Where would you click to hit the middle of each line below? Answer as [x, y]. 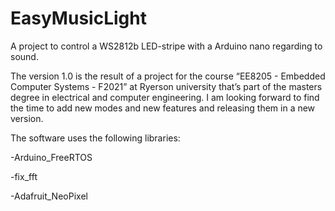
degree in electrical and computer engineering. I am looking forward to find [165, 97]
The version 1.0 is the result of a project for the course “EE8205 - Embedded [168, 76]
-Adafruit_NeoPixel [49, 196]
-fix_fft [24, 176]
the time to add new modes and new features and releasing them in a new [163, 108]
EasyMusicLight [78, 18]
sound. [24, 56]
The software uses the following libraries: [95, 138]
